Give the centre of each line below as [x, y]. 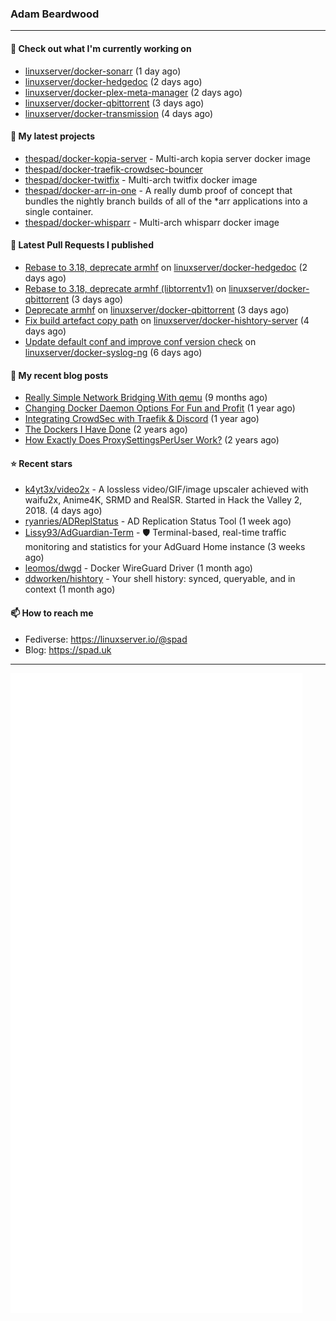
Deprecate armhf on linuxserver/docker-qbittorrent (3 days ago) [157, 309]
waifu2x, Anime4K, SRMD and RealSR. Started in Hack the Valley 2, [163, 500]
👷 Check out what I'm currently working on [101, 48]
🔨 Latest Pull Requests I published [82, 245]
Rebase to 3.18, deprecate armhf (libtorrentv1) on [125, 288]
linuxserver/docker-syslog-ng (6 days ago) [113, 352]
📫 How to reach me [52, 613]
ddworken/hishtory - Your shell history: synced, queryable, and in [160, 579]
